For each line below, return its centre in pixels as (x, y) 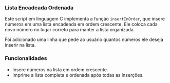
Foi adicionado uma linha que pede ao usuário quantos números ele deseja (84, 39)
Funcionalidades (26, 58)
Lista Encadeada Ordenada (39, 8)
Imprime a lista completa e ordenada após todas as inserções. (78, 75)
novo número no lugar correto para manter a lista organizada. (70, 30)
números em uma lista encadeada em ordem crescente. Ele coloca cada (81, 24)
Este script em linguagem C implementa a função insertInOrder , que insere (85, 19)
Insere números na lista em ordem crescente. (60, 69)
